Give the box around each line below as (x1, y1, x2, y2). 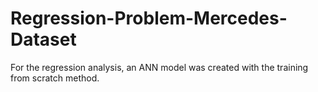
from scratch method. (10, 72, 100, 84)
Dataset (10, 28, 77, 51)
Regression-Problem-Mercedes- (10, 7, 288, 30)
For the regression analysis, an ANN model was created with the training (10, 61, 309, 73)
